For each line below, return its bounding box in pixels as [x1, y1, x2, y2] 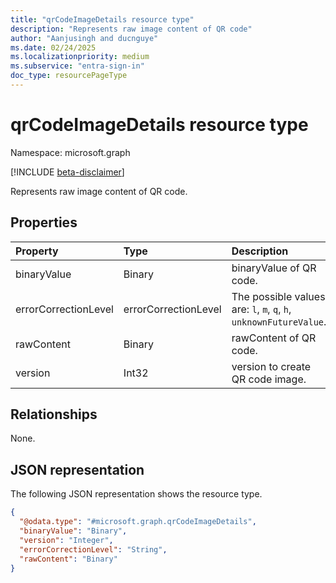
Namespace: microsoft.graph [10, 146, 131, 158]
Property [15, 244, 59, 258]
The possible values [231, 289, 326, 303]
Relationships [10, 406, 98, 423]
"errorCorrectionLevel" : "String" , [19, 544, 168, 555]
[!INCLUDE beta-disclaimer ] [10, 166, 125, 178]
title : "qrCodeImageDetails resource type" [10, 14, 195, 25]
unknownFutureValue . [231, 314, 327, 328]
